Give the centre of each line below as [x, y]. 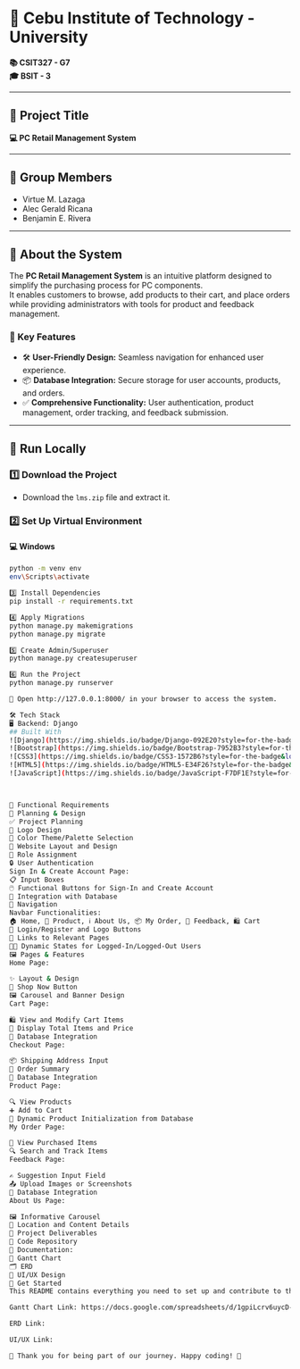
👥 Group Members [61, 178]
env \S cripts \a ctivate [50, 577]
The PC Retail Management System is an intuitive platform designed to [141, 276]
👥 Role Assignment [43, 855]
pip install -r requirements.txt [71, 602]
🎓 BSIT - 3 [30, 76]
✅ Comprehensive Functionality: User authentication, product [138, 402]
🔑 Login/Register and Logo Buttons [75, 930]
